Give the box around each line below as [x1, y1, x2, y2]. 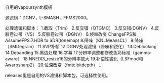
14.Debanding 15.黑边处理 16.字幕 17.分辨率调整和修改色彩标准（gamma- [5, 50, 152, 55]
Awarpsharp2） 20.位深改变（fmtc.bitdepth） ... [5, 62, 103, 68]
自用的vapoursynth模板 [5, 4, 53, 10]
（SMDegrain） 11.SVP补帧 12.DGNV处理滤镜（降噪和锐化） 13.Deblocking [5, 44, 157, 49]
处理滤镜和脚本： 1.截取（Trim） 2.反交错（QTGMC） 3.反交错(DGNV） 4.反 [5, 25, 160, 31]
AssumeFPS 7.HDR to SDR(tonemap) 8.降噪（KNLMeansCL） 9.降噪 [5, 37, 143, 43]
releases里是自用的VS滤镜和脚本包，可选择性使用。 [5, 73, 111, 78]
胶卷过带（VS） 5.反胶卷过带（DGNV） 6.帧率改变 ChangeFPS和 [5, 31, 137, 37]
